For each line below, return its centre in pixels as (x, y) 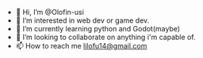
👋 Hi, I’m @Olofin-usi (50, 12)
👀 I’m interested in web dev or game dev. (82, 20)
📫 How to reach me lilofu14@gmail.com (81, 46)
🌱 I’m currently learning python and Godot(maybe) (98, 29)
